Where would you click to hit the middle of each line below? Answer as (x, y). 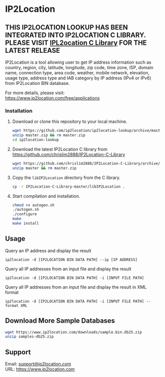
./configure (24, 214)
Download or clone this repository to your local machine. (70, 121)
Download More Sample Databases (60, 321)
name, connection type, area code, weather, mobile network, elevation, (77, 73)
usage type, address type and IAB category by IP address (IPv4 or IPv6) (78, 78)
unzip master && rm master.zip (44, 168)
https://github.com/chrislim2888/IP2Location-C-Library (69, 154)
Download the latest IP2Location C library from (60, 149)
